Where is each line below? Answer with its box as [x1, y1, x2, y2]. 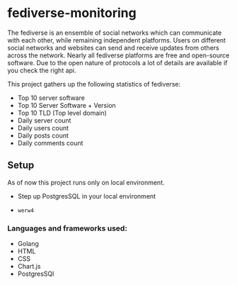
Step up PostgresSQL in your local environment [17, 191, 156, 200]
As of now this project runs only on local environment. [7, 178, 165, 186]
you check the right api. [7, 66, 76, 74]
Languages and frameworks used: [7, 223, 127, 233]
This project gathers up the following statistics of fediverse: [7, 79, 181, 88]
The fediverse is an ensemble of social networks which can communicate [7, 28, 222, 37]
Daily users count [17, 123, 69, 132]
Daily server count [17, 116, 71, 125]
